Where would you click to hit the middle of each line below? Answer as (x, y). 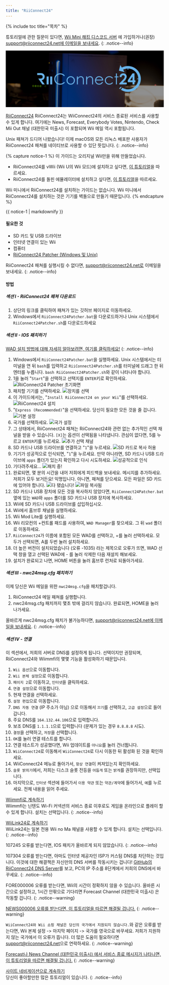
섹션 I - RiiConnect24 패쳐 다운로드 (41, 297)
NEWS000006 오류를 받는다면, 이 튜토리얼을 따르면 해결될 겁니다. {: (73, 909)
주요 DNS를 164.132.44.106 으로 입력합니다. (56, 720)
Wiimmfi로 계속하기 (25, 800)
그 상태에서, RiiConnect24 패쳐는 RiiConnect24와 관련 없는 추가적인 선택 (85, 428)
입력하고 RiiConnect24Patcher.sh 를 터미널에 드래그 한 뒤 (107, 366)
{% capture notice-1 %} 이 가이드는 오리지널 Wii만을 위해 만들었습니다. (76, 156)
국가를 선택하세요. (30, 422)
